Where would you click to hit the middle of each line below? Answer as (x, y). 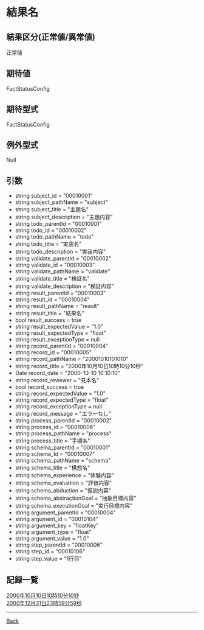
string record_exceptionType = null (58, 407)
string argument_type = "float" (53, 532)
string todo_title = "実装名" (48, 244)
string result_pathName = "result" (57, 306)
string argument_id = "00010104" (56, 519)
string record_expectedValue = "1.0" (60, 394)
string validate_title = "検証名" (52, 279)
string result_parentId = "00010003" (60, 293)
